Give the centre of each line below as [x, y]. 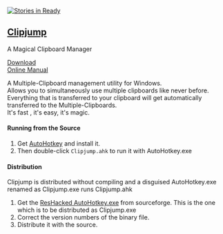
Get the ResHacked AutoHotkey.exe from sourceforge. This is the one [116, 203]
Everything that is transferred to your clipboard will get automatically [105, 97]
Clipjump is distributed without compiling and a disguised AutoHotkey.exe [112, 182]
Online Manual [28, 70]
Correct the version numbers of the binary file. [83, 217]
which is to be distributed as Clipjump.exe [77, 210]
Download [22, 62]
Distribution [25, 166]
